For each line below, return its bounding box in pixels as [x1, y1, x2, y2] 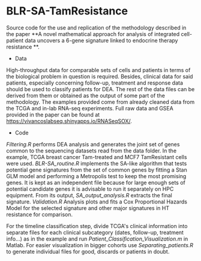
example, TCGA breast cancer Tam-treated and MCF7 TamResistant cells [6, 153, 187, 160]
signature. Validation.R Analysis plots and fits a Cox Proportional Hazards [6, 198, 188, 205]
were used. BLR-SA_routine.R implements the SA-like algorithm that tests [6, 160, 187, 167]
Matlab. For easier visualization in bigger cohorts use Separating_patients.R [6, 241, 194, 248]
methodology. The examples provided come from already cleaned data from [6, 98, 195, 106]
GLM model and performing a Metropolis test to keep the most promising [6, 172, 187, 179]
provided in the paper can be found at [6, 111, 100, 118]
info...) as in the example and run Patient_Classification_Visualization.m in [6, 235, 188, 242]
